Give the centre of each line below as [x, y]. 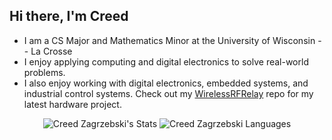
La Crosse [51, 51]
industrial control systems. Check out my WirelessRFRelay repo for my [168, 93]
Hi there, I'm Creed [69, 16]
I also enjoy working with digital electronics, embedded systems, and [166, 83]
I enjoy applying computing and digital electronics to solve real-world [166, 61]
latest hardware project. [72, 104]
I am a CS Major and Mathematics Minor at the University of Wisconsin [169, 40]
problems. [44, 72]
